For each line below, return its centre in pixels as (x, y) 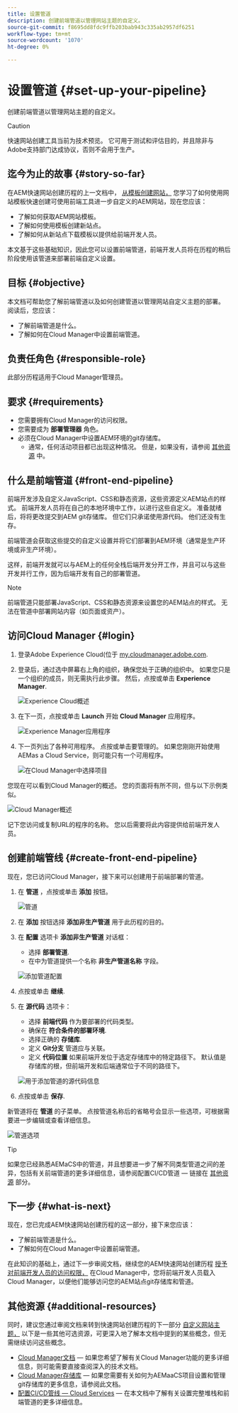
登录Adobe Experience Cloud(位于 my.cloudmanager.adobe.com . (113, 654)
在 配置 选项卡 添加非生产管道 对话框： (74, 937)
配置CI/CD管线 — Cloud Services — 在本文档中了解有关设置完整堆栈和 (120, 1393)
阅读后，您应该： (32, 310)
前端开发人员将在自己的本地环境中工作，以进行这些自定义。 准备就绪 (121, 508)
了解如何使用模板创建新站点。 (61, 225)
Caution (19, 126)
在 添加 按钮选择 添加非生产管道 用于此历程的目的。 (92, 922)
